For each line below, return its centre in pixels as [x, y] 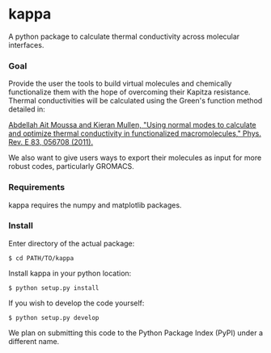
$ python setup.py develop [54, 317]
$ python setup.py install [54, 288]
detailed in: [27, 109]
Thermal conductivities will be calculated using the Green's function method [135, 101]
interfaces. [26, 44]
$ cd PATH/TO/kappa [41, 258]
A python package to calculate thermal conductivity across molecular [124, 36]
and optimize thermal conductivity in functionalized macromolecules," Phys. [135, 133]
